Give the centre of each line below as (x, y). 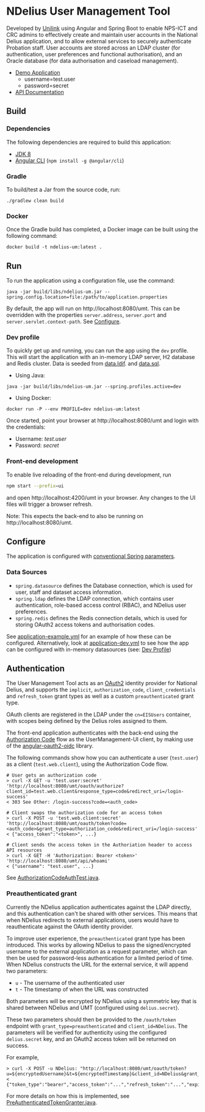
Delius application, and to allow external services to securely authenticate (99, 41)
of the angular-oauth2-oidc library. (50, 746)
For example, (23, 1057)
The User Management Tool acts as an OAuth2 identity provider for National (102, 683)
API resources (24, 851)
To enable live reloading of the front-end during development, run (89, 475)
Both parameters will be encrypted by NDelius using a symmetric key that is (102, 1001)
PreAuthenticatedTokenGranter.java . (52, 1102)
